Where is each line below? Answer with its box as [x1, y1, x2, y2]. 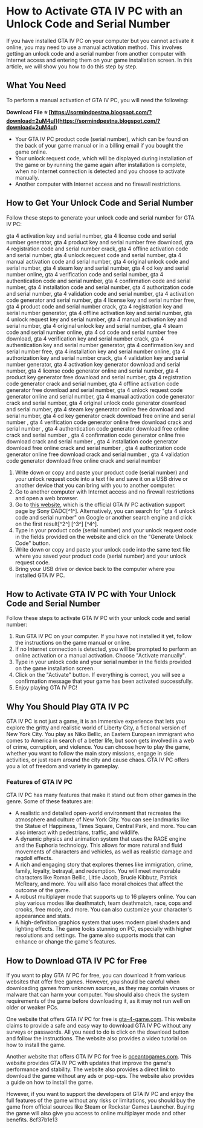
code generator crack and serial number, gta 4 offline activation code [6, 380, 179, 387]
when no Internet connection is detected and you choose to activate [14, 168, 185, 175]
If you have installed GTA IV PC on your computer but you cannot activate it [6, 37, 195, 44]
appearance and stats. [14, 912, 71, 920]
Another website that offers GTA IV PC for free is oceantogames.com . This [6, 1053, 192, 1060]
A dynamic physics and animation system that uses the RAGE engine [14, 835, 186, 843]
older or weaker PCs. [6, 1004, 59, 1011]
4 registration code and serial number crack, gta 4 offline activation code [6, 245, 188, 252]
